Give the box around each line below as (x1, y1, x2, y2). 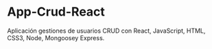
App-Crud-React (7, 4, 105, 20)
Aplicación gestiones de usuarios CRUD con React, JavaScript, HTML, (7, 27, 206, 35)
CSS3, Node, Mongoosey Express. (7, 33, 105, 42)
